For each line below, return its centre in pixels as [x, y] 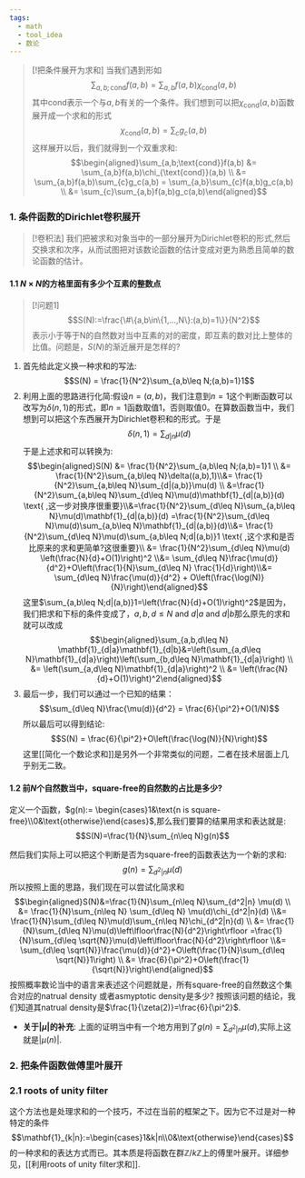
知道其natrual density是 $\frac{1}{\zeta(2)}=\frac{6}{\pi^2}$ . [129, 1007]
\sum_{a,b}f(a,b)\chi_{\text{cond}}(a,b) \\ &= [164, 172]
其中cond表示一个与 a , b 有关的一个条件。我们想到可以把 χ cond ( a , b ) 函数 [163, 104]
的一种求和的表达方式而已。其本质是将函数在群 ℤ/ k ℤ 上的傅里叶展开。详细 [145, 1153]
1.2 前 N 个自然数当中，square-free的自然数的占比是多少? [116, 788]
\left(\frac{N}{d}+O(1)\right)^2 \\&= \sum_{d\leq [129, 558]
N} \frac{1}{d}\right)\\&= [228, 567]
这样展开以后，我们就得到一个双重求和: [104, 147]
